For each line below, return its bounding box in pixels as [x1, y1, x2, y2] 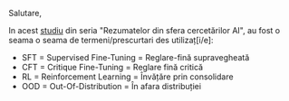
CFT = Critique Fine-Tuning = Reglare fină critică [21, 62, 204, 72]
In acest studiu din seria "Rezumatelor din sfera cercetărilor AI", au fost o [8, 25, 281, 35]
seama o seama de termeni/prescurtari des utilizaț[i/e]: [8, 35, 214, 45]
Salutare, [8, 8, 43, 18]
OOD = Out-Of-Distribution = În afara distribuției [21, 81, 201, 91]
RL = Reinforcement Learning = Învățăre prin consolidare [21, 71, 234, 82]
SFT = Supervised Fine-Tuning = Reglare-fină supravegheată [21, 52, 250, 62]
